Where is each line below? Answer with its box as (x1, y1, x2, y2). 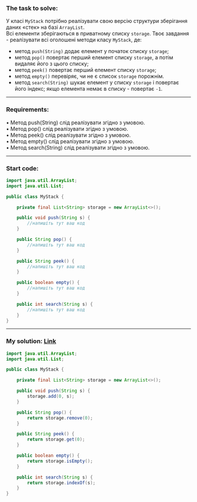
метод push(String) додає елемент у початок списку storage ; (14, 48, 169, 55)
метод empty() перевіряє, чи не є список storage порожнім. (14, 72, 164, 80)
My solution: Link (6, 337, 57, 345)
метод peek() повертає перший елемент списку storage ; (14, 67, 157, 74)
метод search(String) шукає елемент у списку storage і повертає (14, 79, 179, 86)
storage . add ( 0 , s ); (27, 394, 75, 399)
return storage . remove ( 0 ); (27, 415, 93, 421)
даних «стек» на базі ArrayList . (6, 24, 85, 31)
